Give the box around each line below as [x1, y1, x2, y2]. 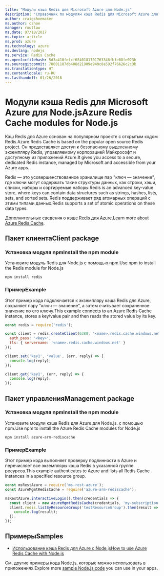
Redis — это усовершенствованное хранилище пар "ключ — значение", [5, 174, 155, 180]
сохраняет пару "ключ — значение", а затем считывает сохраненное [5, 302, 150, 308]
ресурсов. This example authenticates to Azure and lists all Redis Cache [5, 468, 150, 474]
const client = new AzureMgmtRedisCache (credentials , [9, 500, 121, 506]
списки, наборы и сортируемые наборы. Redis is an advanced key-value [5, 184, 154, 190]
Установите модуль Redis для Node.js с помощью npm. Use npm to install [5, 260, 156, 266]
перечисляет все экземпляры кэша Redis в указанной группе [5, 463, 134, 469]
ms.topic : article [5, 35, 42, 40]
